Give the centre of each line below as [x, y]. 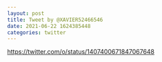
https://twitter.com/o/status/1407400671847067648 [81, 52]
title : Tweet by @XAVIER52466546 [55, 20]
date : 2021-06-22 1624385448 [49, 26]
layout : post [26, 13]
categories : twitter [37, 32]
